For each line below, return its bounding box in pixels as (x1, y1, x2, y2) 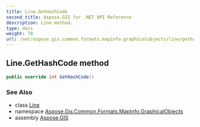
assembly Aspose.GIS (14, 114, 68, 121)
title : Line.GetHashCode (6, 8, 68, 15)
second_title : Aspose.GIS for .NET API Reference (6, 14, 132, 20)
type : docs (6, 25, 33, 31)
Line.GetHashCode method (6, 58, 109, 68)
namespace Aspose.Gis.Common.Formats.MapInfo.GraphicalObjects (14, 107, 183, 115)
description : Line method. (6, 20, 73, 26)
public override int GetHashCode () (6, 74, 95, 80)
